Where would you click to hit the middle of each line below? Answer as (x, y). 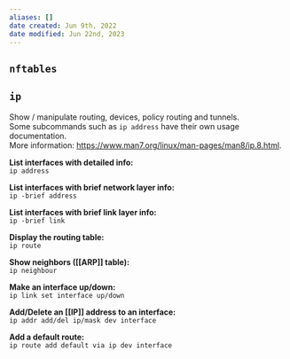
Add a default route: (47, 337)
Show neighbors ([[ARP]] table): (70, 261)
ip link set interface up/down (67, 295)
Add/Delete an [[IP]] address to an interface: (93, 312)
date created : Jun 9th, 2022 (63, 26)
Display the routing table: (57, 237)
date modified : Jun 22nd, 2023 (67, 34)
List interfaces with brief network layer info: (92, 187)
